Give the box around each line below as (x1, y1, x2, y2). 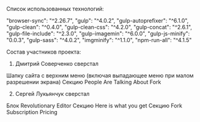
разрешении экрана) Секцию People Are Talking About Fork (6, 79, 161, 85)
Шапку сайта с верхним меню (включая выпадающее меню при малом (6, 72, 194, 79)
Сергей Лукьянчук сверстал (15, 90, 90, 97)
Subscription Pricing (6, 109, 58, 115)
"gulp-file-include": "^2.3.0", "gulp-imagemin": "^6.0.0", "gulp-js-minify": (6, 30, 190, 37)
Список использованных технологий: (6, 5, 104, 12)
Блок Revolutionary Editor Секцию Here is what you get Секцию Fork (6, 102, 182, 109)
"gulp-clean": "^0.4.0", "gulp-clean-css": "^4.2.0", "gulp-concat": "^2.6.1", (6, 24, 193, 30)
